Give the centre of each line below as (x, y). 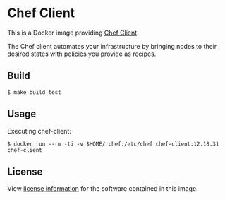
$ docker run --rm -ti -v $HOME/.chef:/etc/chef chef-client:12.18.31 (113, 144)
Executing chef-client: (39, 131)
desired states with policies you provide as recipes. (82, 54)
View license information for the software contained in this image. (103, 189)
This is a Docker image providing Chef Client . (73, 33)
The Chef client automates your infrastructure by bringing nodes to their (112, 46)
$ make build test (34, 92)
